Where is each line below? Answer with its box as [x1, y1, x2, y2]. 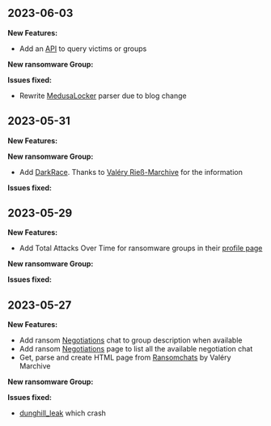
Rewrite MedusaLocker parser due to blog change [19, 91, 187, 100]
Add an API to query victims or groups [19, 44, 147, 53]
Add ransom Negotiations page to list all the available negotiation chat [19, 344, 253, 354]
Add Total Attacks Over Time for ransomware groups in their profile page [19, 243, 263, 253]
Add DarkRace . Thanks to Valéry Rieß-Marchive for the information [19, 167, 243, 177]
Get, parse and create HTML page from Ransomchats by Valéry [19, 352, 231, 363]
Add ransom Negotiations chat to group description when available [19, 335, 243, 345]
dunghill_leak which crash [19, 408, 107, 418]
